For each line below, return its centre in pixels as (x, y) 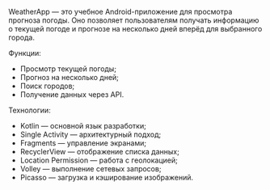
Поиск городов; (47, 86)
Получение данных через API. (72, 95)
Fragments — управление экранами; (83, 143)
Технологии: (30, 110)
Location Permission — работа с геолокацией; (99, 160)
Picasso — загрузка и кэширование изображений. (107, 177)
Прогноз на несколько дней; (70, 77)
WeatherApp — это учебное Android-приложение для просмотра (120, 12)
